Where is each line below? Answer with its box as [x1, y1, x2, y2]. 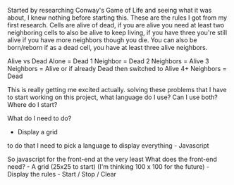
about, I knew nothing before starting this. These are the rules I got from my [7, 13, 228, 22]
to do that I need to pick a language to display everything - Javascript [7, 141, 209, 150]
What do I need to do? [7, 114, 72, 122]
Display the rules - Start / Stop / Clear [7, 170, 116, 178]
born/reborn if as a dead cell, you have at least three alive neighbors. [7, 44, 208, 51]
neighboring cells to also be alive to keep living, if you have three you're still [7, 28, 228, 37]
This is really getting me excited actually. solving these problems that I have [7, 86, 227, 94]
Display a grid [17, 128, 58, 136]
